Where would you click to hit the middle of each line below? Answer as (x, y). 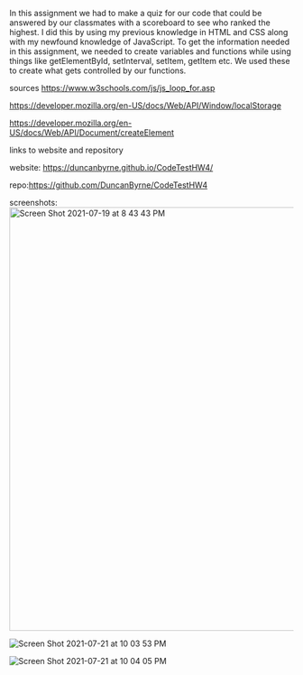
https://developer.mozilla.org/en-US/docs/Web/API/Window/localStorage (146, 106)
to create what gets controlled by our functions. (98, 70)
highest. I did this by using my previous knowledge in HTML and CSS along (149, 32)
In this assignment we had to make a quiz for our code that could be (136, 13)
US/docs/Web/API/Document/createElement (92, 133)
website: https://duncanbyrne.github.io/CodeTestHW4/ (111, 167)
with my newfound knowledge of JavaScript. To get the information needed (150, 42)
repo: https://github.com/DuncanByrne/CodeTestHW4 (109, 185)
